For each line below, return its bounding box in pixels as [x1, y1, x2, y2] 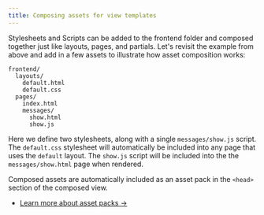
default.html [22, 79, 65, 87]
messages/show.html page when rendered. [8, 159, 144, 169]
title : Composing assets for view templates [8, 11, 157, 20]
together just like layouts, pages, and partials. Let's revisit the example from [8, 41, 254, 51]
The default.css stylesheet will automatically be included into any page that [8, 143, 256, 152]
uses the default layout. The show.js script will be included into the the [8, 150, 240, 160]
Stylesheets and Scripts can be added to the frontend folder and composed [8, 33, 254, 43]
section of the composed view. [8, 183, 108, 192]
